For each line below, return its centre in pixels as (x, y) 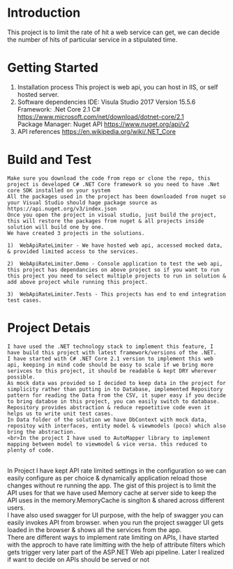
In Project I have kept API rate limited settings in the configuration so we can (117, 470)
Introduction (44, 13)
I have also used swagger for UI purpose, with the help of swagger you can (115, 515)
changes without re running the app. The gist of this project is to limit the (112, 485)
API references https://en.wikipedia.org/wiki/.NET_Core (97, 131)
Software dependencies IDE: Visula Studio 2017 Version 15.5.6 (106, 102)
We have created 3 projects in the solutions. (76, 233)
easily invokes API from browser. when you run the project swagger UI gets (115, 522)
